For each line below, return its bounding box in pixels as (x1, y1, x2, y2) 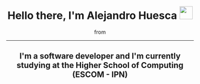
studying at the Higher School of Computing (17, 60, 183, 70)
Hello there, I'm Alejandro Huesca (7, 9, 177, 22)
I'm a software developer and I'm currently (19, 51, 181, 62)
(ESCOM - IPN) (72, 70, 128, 80)
